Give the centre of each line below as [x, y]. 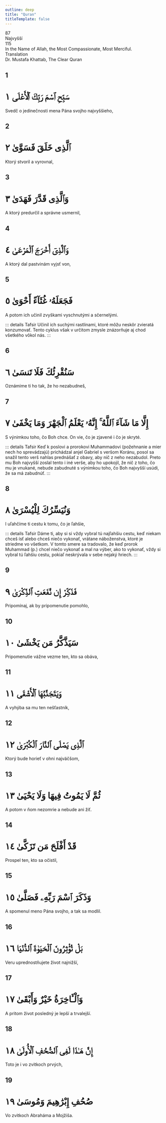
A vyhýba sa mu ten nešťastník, [37, 707]
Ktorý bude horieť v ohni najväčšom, [42, 758]
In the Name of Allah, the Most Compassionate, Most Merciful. [69, 49]
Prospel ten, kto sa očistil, [31, 860]
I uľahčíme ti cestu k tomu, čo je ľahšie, [45, 524]
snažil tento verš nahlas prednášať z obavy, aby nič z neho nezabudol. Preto [83, 457]
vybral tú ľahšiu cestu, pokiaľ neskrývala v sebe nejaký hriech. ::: [71, 555]
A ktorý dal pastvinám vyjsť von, [38, 264]
